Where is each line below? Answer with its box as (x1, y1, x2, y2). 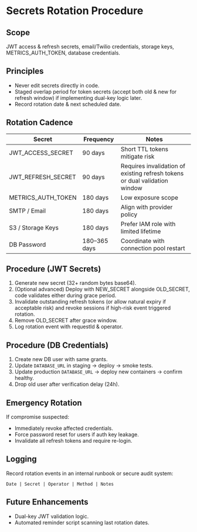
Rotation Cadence (6, 117, 73, 127)
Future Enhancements (6, 497, 89, 507)
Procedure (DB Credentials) (6, 340, 109, 350)
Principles (6, 66, 44, 76)
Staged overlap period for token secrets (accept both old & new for (14, 88, 177, 95)
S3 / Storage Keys (9, 223, 59, 231)
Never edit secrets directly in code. (14, 82, 100, 89)
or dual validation (120, 176, 168, 184)
